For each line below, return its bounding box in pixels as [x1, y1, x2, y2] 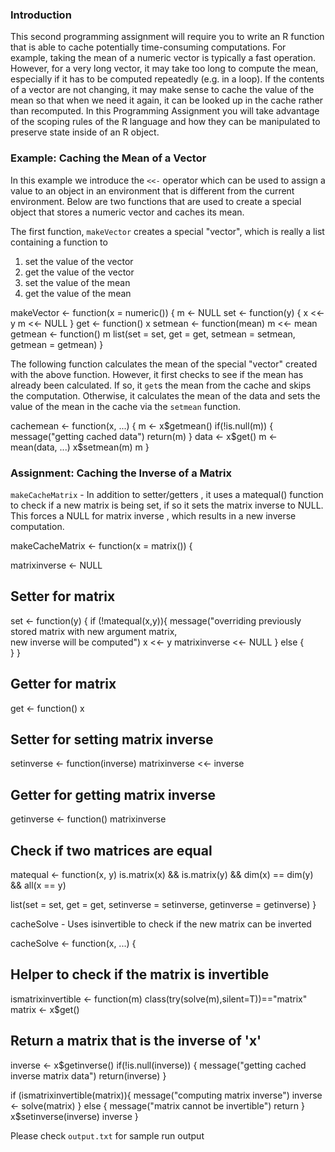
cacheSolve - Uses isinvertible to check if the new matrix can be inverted [10, 918, 312, 930]
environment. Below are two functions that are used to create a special [10, 195, 302, 207]
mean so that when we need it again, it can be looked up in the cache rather [10, 94, 324, 107]
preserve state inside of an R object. [10, 126, 160, 138]
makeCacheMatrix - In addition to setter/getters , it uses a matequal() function [10, 488, 324, 500]
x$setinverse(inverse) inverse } [10, 1110, 139, 1122]
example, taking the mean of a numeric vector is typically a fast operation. [10, 52, 317, 64]
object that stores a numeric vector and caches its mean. [10, 206, 245, 218]
